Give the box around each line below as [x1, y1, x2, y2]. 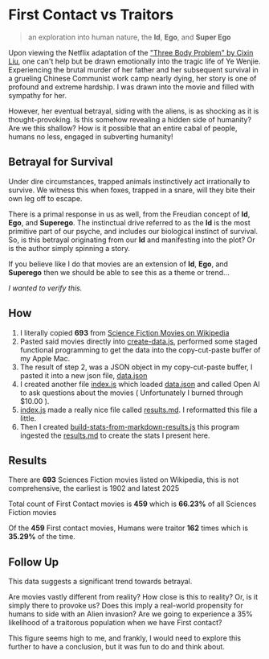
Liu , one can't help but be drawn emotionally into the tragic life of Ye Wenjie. [8, 56, 261, 66]
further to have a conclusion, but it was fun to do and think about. [8, 642, 225, 652]
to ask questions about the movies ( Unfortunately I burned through [19, 388, 243, 397]
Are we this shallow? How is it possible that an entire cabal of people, [8, 123, 238, 133]
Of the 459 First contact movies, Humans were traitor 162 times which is [8, 523, 249, 533]
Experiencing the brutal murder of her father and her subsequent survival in [8, 64, 259, 74]
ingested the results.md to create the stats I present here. [19, 430, 210, 440]
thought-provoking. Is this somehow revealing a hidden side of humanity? [8, 114, 251, 124]
